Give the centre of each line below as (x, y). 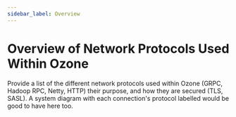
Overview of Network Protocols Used (118, 48)
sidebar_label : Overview (44, 14)
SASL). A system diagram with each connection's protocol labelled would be (118, 98)
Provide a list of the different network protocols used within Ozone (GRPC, (115, 83)
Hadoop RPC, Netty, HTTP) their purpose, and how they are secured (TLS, (115, 91)
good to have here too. (41, 106)
